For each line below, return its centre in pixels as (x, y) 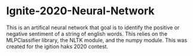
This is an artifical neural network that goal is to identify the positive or (93, 27)
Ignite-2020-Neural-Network (80, 11)
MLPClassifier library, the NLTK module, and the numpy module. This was (97, 40)
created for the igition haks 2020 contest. (57, 46)
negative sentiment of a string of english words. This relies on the (87, 33)
